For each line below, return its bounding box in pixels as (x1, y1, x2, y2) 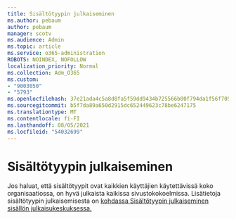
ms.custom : (7, 75, 39, 83)
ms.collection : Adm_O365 (7, 69, 80, 76)
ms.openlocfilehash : (7, 96, 68, 103)
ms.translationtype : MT (7, 108, 77, 115)
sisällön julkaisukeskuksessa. (7, 204, 92, 213)
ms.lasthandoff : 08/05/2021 (7, 121, 90, 129)
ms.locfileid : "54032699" (7, 128, 83, 135)
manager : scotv (7, 30, 52, 37)
